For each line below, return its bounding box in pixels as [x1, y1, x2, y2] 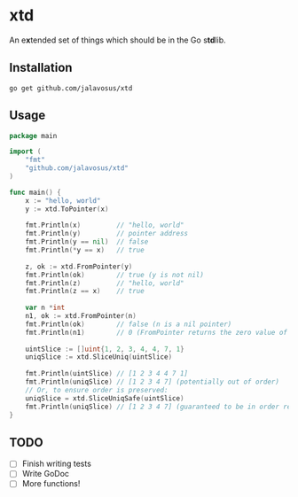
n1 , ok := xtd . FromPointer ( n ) [25, 312, 137, 321]
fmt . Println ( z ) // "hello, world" [25, 278, 184, 288]
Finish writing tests [21, 458, 91, 470]
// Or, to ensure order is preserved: [25, 385, 169, 394]
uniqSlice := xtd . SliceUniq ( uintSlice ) [25, 353, 173, 361]
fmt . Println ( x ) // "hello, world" [25, 221, 184, 230]
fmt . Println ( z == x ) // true [25, 287, 145, 296]
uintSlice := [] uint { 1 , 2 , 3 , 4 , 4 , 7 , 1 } [25, 345, 184, 353]
